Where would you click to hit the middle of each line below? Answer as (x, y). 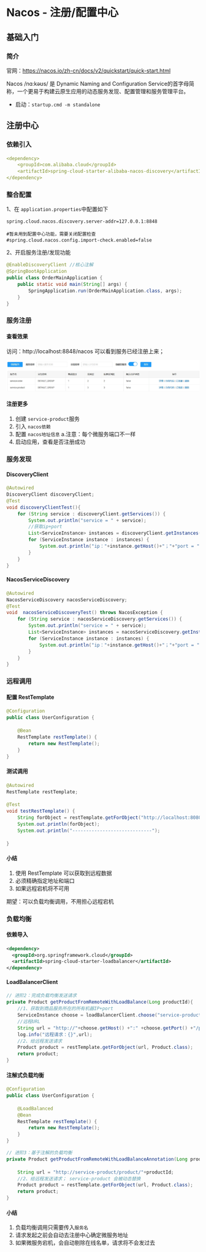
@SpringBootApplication (37, 271)
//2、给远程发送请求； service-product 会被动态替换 (79, 1178)
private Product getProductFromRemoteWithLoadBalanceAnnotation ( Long (97, 1159)
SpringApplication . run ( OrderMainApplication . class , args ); (105, 291)
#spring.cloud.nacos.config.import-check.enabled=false (79, 240)
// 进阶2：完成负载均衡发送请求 (42, 996)
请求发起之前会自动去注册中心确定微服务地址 (72, 1235)
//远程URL (29, 1021)
